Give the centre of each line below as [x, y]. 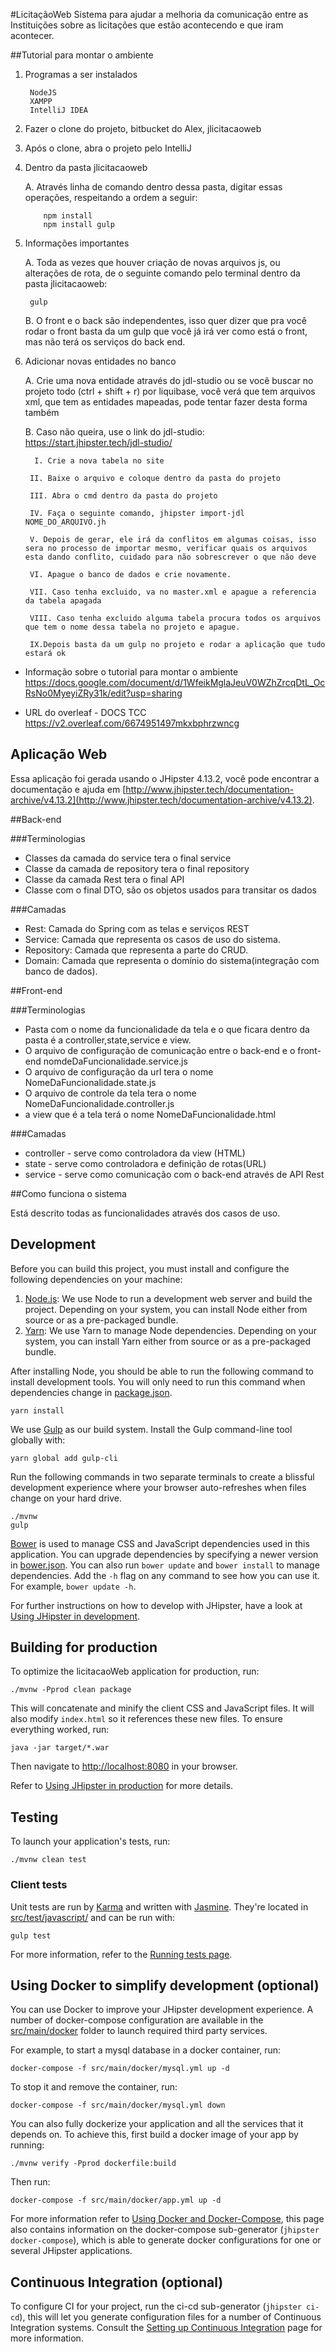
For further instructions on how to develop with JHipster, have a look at [156, 1605]
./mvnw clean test [48, 1860]
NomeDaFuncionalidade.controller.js [99, 1103]
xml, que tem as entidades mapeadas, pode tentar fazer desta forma [166, 402]
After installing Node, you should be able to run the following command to [162, 1371]
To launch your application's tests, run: [90, 1841]
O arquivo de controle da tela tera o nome [110, 1093]
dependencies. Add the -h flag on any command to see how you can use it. [165, 1575]
